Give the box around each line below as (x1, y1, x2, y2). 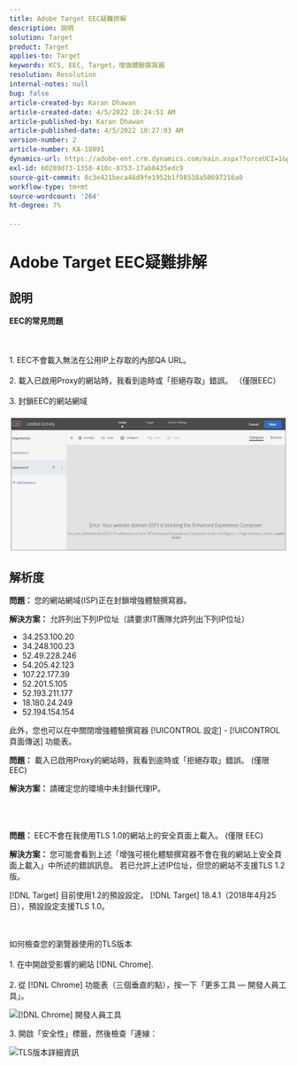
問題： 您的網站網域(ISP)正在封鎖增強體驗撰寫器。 (9, 595, 192, 606)
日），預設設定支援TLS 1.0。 (9, 901, 110, 912)
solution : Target (9, 33, 73, 42)
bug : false (9, 89, 49, 97)
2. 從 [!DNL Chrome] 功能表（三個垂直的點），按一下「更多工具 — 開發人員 (9, 979, 279, 991)
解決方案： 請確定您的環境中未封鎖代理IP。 (9, 784, 166, 794)
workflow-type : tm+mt (9, 182, 89, 191)
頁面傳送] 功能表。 (9, 736, 77, 747)
